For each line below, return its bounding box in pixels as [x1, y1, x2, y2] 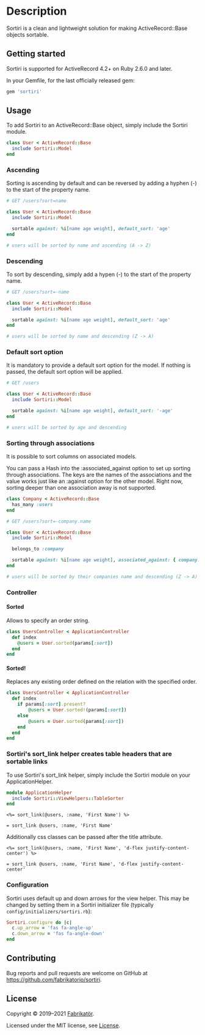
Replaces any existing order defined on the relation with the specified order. [6, 678, 197, 685]
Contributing [6, 953, 56, 964]
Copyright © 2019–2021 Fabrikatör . [6, 1009, 95, 1017]
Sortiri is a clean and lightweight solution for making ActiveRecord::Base [6, 24, 188, 32]
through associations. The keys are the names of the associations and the [6, 471, 192, 478]
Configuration [6, 881, 49, 889]
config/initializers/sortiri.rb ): [6, 907, 92, 915]
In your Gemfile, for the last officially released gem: [6, 76, 135, 84]
